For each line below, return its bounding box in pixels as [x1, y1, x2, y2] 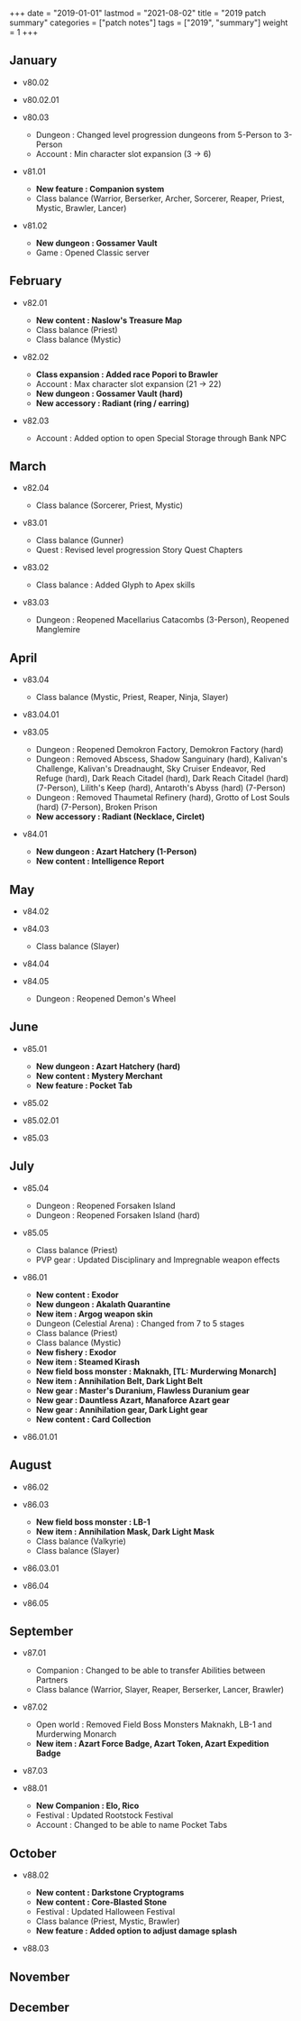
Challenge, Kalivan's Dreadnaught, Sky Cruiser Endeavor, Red [35, 763, 266, 774]
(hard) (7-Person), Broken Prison [35, 802, 158, 813]
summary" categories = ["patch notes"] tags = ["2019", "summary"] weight [9, 17, 288, 28]
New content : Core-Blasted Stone [35, 1896, 168, 1907]
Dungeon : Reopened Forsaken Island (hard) [35, 1209, 201, 1221]
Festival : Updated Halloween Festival [35, 1906, 176, 1917]
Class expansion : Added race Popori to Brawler [35, 369, 219, 380]
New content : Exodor [35, 1289, 119, 1300]
